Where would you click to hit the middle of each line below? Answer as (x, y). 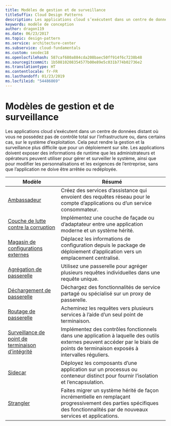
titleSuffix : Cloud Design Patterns (44, 15)
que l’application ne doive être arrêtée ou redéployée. (61, 169)
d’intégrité (20, 351)
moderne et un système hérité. (97, 230)
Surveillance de (26, 332)
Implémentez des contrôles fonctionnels (109, 329)
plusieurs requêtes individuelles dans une (110, 272)
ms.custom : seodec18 (27, 52)
